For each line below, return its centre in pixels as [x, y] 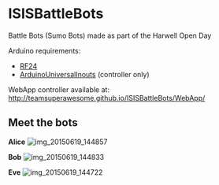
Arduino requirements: [45, 50]
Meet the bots [43, 123]
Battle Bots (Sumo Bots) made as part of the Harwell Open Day [110, 35]
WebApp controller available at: [59, 89]
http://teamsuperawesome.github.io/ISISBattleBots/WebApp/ [107, 98]
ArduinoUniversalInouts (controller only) [84, 74]
